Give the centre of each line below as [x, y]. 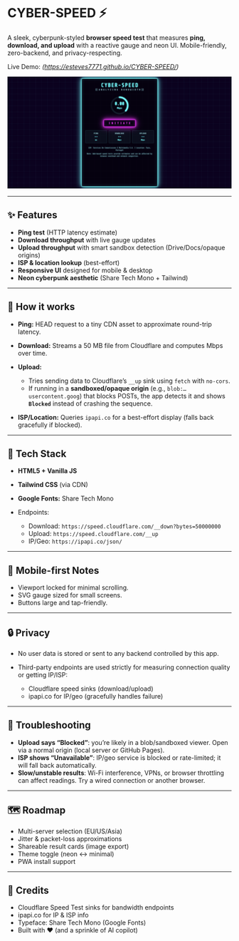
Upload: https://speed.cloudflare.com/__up [93, 534]
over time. [32, 353]
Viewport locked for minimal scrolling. [73, 587]
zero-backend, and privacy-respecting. [65, 53]
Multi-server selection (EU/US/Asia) [70, 831]
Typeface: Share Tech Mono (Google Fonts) [82, 922]
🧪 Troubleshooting [49, 725]
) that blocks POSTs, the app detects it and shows [152, 396]
